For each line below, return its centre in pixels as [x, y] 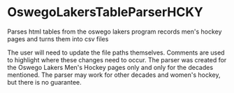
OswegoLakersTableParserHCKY [105, 12]
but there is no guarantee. [44, 82]
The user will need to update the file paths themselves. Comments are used [116, 52]
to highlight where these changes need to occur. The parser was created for [117, 59]
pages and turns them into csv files [58, 38]
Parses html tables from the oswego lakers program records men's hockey [115, 31]
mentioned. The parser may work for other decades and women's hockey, [114, 75]
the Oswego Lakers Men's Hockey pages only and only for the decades [110, 67]
